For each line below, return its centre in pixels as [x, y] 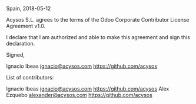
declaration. [21, 44]
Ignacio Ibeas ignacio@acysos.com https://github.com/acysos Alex [88, 89]
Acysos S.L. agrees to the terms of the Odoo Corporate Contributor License [98, 20]
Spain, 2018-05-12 [29, 8]
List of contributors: [30, 77]
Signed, [15, 55]
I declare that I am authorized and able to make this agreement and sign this [98, 37]
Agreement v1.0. [26, 26]
